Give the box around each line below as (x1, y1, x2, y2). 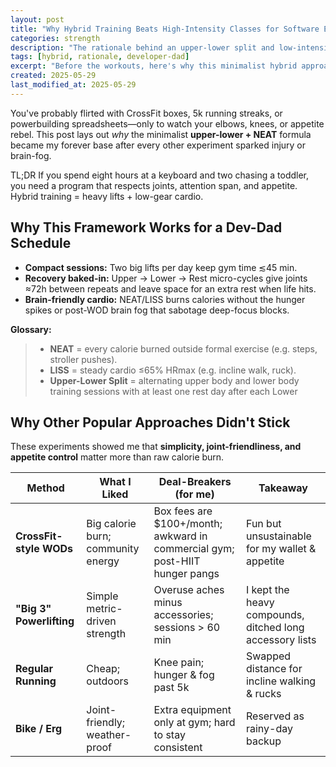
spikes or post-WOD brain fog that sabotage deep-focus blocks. (24, 304, 290, 316)
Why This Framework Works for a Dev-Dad (10, 219, 283, 236)
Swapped (245, 649, 292, 663)
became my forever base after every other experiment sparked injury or (10, 139, 307, 151)
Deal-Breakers (158, 475, 232, 489)
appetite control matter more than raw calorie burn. (10, 451, 225, 463)
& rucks (245, 687, 282, 701)
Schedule (10, 235, 72, 252)
